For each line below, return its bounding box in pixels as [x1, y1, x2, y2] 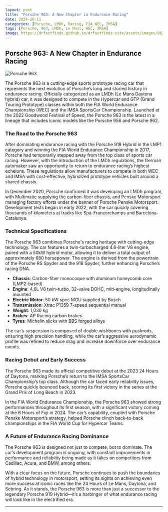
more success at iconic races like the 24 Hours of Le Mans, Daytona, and [5, 480, 156, 486]
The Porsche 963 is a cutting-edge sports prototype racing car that [5, 80, 144, 86]
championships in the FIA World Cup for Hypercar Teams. [5, 420, 124, 426]
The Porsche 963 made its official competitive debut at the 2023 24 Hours [5, 367, 158, 374]
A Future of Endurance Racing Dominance [5, 433, 109, 440]
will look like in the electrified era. [5, 496, 74, 502]
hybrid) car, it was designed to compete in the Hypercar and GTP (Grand [5, 96, 155, 102]
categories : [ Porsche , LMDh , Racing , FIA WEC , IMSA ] [5, 21, 117, 27]
